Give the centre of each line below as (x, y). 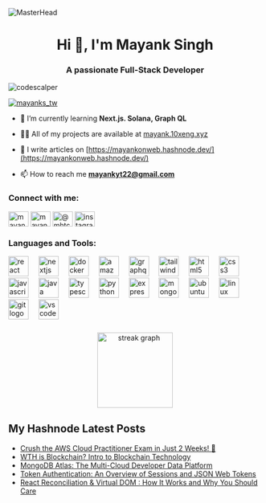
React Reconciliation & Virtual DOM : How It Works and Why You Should (139, 482)
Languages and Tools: (52, 243)
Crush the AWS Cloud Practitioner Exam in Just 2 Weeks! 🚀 (118, 448)
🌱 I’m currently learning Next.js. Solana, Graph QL (103, 119)
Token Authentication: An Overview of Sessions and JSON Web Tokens (138, 473)
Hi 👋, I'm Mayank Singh (135, 45)
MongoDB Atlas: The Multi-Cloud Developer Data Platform (116, 465)
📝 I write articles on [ (54, 149)
